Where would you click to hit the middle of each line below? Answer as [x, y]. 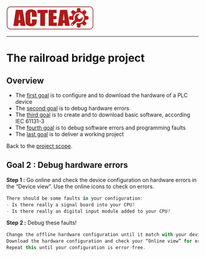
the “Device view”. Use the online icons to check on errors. [80, 186]
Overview [25, 80]
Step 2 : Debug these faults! [42, 223]
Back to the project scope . [40, 146]
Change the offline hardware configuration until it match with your [97, 235]
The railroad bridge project [76, 58]
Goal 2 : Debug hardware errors [67, 165]
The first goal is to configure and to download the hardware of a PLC [101, 95]
